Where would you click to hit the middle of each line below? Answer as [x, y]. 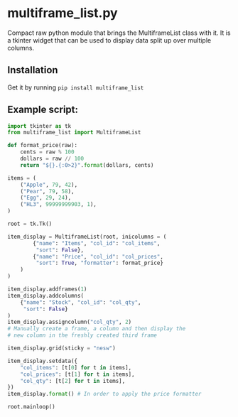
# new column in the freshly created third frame [82, 335]
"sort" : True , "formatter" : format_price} [99, 263]
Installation [33, 70]
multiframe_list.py [63, 13]
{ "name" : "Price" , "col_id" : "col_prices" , [98, 256]
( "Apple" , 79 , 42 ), [49, 185]
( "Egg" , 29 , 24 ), [46, 198]
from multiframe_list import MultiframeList [74, 133]
